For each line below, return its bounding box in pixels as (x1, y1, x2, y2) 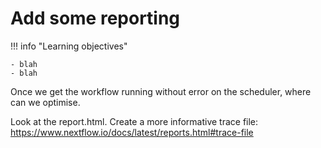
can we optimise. (10, 96, 81, 108)
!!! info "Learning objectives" (10, 40, 128, 52)
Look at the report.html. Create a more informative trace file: (10, 115, 259, 127)
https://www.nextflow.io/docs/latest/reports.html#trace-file (10, 126, 254, 138)
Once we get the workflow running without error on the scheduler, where (10, 85, 312, 97)
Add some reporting (10, 7, 181, 30)
